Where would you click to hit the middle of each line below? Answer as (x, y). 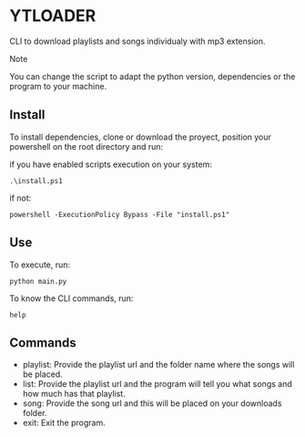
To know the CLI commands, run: (71, 298)
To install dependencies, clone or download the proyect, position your (140, 137)
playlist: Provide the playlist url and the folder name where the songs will (158, 365)
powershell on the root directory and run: (86, 146)
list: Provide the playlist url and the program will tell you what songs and (158, 384)
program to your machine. (58, 86)
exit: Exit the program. (64, 423)
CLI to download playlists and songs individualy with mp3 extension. (137, 41)
